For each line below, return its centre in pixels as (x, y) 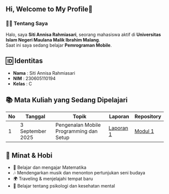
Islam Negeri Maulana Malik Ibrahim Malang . (53, 40)
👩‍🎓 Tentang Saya (27, 24)
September (33, 131)
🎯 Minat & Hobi (29, 155)
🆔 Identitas (24, 61)
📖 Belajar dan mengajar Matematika (50, 167)
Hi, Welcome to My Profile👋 (49, 9)
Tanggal (35, 117)
